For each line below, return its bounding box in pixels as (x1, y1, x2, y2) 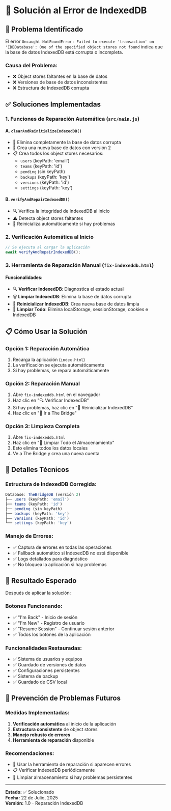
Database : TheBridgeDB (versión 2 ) (5, 492, 81, 497)
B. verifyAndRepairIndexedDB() (5, 196, 70, 203)
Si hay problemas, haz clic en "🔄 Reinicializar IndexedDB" (12, 405, 133, 411)
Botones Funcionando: (5, 603, 63, 610)
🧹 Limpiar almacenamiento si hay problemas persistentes (12, 774, 133, 780)
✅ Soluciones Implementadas (5, 100, 101, 108)
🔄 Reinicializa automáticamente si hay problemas (12, 221, 116, 227)
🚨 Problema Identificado (5, 25, 83, 34)
